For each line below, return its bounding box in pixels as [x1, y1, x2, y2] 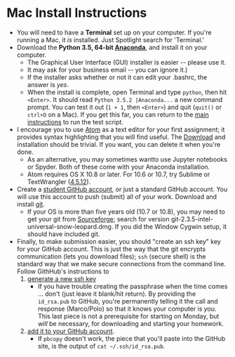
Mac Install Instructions [6, 5, 147, 21]
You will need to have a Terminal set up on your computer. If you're [16, 28, 212, 37]
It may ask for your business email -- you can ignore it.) [27, 65, 188, 74]
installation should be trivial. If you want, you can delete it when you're [16, 140, 221, 148]
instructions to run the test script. [27, 117, 124, 126]
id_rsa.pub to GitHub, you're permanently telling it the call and [37, 297, 218, 305]
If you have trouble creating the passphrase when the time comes [37, 282, 228, 290]
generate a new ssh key [27, 274, 96, 283]
